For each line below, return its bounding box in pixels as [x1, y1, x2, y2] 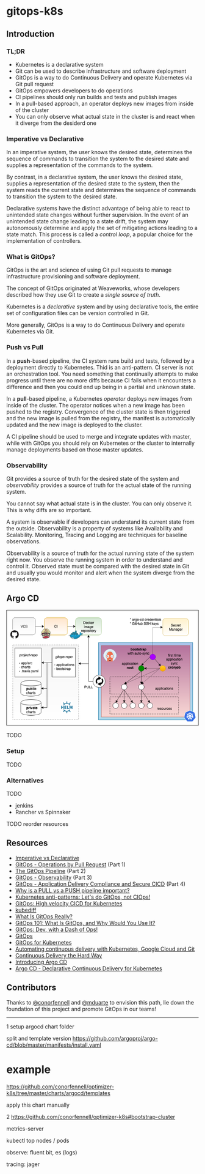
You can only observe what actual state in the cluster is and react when [15, 113, 195, 120]
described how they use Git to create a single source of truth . [6, 291, 160, 299]
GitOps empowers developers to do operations [15, 87, 133, 94]
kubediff [15, 906, 37, 913]
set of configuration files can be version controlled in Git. [6, 310, 149, 317]
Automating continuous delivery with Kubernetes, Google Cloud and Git [15, 945, 195, 953]
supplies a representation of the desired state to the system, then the [6, 180, 180, 187]
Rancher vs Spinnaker [15, 809, 71, 816]
